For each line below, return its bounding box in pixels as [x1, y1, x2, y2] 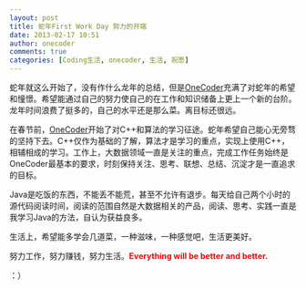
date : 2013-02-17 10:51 [9, 30, 100, 39]
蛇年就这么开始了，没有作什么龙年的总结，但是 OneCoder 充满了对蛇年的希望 [9, 82, 296, 92]
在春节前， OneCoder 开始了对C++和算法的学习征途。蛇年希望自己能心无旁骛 [9, 124, 296, 135]
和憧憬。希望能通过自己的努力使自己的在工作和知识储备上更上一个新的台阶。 [9, 93, 297, 104]
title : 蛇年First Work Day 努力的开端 [9, 22, 148, 31]
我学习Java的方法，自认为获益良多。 [9, 212, 148, 222]
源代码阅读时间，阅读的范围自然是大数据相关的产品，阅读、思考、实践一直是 [9, 201, 297, 211]
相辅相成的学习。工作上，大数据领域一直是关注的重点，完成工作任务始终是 [9, 147, 289, 158]
